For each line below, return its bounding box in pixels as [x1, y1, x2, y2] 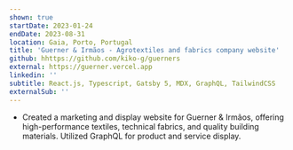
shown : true [9, 12, 53, 22]
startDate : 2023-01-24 [9, 21, 93, 30]
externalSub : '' [9, 87, 69, 96]
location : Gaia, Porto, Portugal [9, 37, 133, 47]
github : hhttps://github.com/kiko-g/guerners [9, 54, 180, 63]
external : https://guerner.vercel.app [9, 63, 153, 72]
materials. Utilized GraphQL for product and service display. [21, 130, 242, 141]
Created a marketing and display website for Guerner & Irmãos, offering [21, 112, 284, 122]
